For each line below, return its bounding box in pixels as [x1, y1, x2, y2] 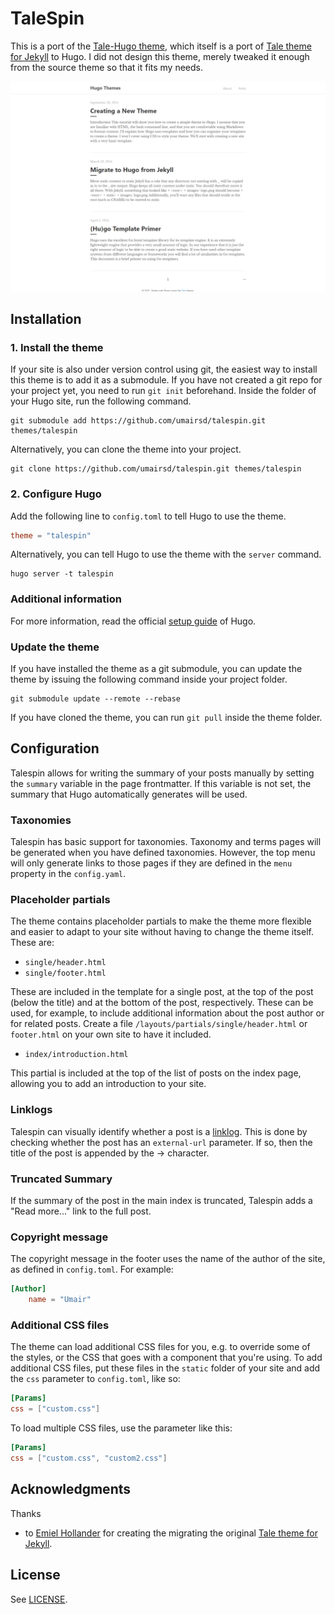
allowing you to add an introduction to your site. [10, 1078, 207, 1090]
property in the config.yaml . [10, 868, 127, 880]
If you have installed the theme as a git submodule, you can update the [10, 663, 303, 675]
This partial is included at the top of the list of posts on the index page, [10, 1067, 302, 1079]
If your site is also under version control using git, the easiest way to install [10, 363, 318, 376]
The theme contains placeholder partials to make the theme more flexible [10, 915, 312, 927]
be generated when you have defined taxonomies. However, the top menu [10, 847, 316, 859]
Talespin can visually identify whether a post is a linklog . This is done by [10, 1125, 308, 1137]
